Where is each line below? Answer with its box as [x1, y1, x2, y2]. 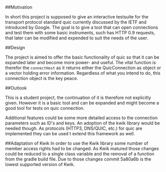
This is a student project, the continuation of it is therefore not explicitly [5, 94, 151, 100]
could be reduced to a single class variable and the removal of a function [5, 151, 155, 157]
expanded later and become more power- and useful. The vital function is [5, 60, 156, 65]
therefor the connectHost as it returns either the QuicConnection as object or [5, 65, 162, 71]
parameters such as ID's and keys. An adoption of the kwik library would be [5, 120, 160, 126]
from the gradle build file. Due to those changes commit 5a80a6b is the [5, 156, 152, 162]
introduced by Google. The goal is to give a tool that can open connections [5, 24, 158, 30]
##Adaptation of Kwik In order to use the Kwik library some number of [5, 140, 149, 146]
